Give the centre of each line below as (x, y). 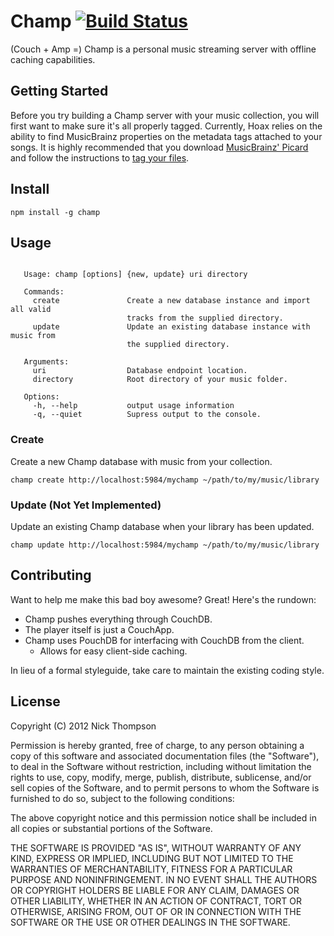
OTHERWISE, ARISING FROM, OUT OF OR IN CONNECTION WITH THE (156, 911)
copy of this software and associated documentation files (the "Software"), (165, 756)
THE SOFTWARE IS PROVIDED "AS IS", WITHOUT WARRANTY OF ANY (156, 847)
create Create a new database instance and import (171, 301)
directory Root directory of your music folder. (160, 380)
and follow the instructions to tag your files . (100, 157)
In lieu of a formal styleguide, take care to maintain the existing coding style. (167, 670)
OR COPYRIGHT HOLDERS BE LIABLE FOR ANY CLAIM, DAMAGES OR (155, 890)
